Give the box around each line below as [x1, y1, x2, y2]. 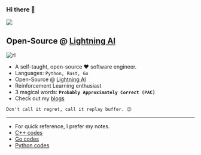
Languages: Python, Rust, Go [14, 70, 89, 77]
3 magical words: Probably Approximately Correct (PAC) [14, 89, 156, 96]
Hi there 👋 [6, 5, 36, 14]
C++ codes [14, 129, 43, 136]
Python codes [14, 141, 50, 148]
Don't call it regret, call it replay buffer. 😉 [6, 107, 132, 113]
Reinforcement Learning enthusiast [14, 82, 102, 89]
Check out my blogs [14, 95, 65, 102]
